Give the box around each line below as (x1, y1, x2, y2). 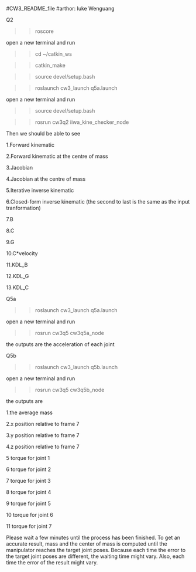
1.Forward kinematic (6, 141, 54, 148)
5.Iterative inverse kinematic (6, 187, 74, 194)
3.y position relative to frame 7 (6, 432, 80, 439)
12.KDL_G (6, 273, 29, 279)
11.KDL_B (6, 261, 28, 268)
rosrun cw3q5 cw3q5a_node (35, 330, 104, 336)
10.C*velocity (6, 250, 38, 257)
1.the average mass (6, 409, 53, 416)
